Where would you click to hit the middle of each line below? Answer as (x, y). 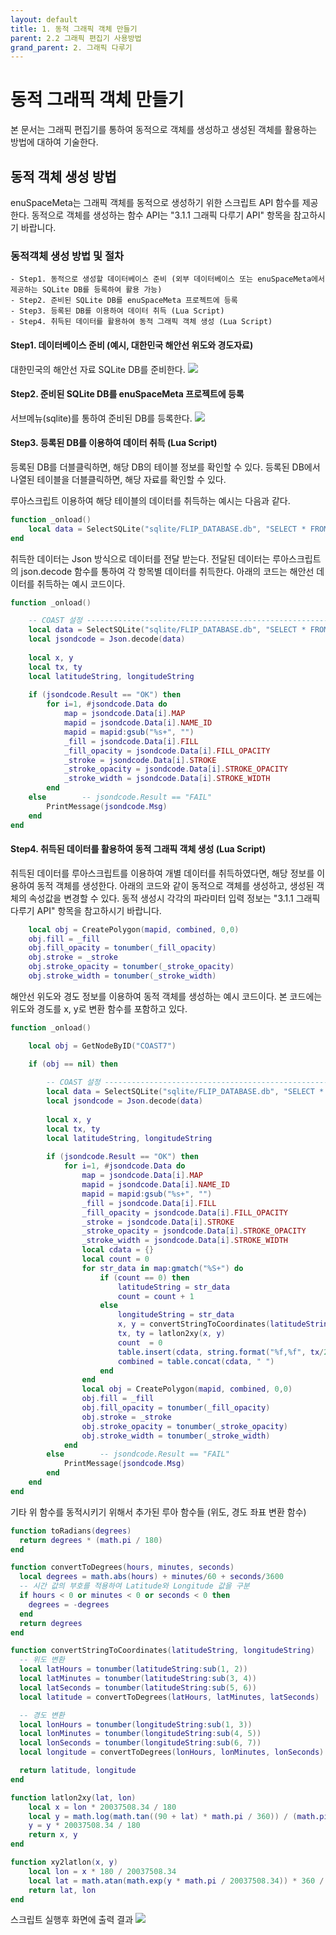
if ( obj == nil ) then (73, 1064)
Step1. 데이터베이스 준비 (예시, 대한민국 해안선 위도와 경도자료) (132, 345)
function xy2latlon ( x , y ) (64, 1862)
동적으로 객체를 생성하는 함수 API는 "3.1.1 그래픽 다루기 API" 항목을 (161, 215)
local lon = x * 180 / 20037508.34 (102, 1871)
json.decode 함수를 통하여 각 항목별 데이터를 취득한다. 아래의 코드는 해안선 (167, 571)
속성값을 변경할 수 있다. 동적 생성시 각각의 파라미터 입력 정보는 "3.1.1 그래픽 (174, 898)
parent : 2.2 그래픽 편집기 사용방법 (76, 38)
